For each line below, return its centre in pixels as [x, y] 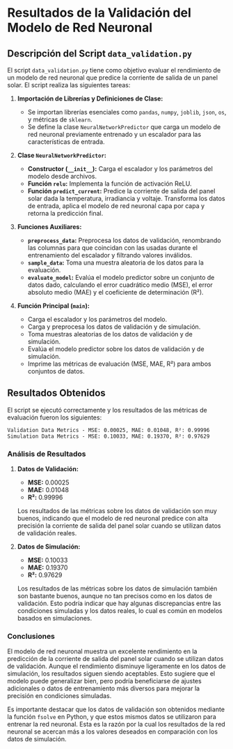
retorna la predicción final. [65, 213]
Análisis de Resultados [47, 454]
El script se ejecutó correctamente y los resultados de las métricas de [107, 410]
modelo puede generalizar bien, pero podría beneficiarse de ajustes [104, 681]
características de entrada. [66, 142]
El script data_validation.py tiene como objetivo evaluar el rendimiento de [114, 70]
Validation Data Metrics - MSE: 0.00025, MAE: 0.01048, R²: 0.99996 [109, 430]
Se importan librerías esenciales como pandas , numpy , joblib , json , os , [127, 112]
